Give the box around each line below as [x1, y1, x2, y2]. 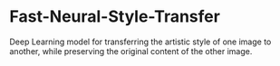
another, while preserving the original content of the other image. [9, 45, 253, 56]
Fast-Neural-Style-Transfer [9, 6, 220, 27]
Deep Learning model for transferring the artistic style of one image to [9, 36, 272, 47]
